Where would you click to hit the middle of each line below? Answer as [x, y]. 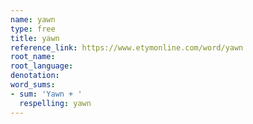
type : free [33, 29]
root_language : [42, 66]
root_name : [33, 57]
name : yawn [33, 19]
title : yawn [35, 38]
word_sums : [33, 85]
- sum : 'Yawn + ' [46, 94]
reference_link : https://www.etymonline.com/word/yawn [127, 47]
